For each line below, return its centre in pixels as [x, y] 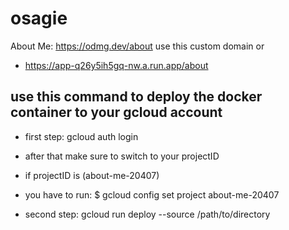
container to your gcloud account [116, 112]
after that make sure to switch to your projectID [122, 156]
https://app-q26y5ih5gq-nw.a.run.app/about [116, 65]
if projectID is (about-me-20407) [92, 175]
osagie [39, 18]
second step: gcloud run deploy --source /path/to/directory [147, 214]
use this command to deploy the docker [136, 97]
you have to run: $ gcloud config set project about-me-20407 [152, 194]
